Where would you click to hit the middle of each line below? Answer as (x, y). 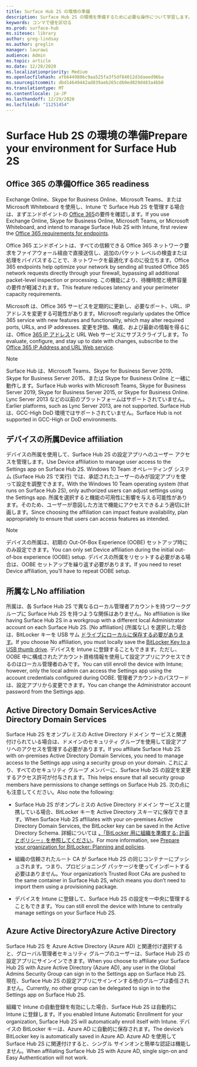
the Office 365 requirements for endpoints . (58, 233)
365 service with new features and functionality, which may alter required (95, 320)
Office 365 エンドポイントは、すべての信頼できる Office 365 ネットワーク (95, 245)
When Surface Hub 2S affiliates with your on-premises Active (98, 819)
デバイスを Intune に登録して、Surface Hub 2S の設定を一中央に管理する (102, 899)
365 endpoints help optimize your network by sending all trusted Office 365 (98, 267)
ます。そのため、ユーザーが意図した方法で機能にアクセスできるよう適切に (96, 505)
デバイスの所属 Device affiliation (64, 439)
